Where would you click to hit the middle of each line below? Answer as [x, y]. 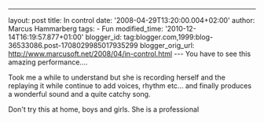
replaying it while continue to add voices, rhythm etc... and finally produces [130, 86]
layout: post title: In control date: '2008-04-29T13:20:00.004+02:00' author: [132, 20]
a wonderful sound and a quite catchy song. [79, 94]
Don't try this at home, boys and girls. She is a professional [104, 109]
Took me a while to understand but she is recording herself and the [117, 77]
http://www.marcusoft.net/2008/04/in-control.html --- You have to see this [130, 54]
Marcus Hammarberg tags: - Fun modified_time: [86, 29]
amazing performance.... [48, 62]
